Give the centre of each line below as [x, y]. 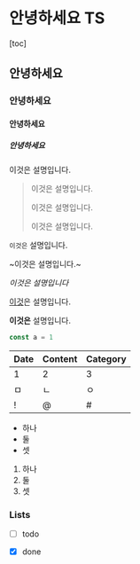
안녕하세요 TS [57, 18]
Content [60, 358]
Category [106, 358]
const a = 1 [31, 337]
